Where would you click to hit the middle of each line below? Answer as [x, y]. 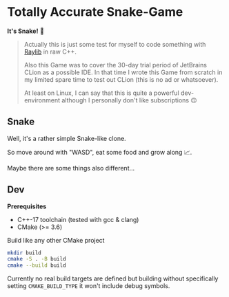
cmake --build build [37, 265]
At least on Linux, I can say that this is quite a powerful [101, 93]
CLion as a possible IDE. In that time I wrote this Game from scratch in [123, 72]
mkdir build [24, 253]
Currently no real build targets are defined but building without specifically [113, 278]
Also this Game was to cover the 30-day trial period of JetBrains [115, 65]
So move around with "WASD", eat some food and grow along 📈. [100, 152]
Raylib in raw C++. [50, 52]
